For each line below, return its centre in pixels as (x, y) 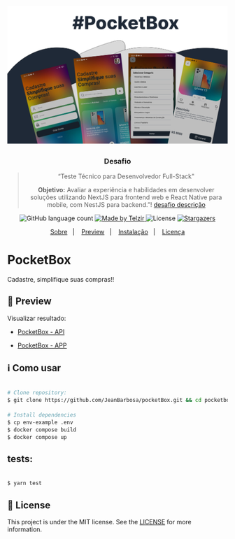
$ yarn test (24, 483)
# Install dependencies (42, 415)
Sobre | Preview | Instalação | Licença (117, 231)
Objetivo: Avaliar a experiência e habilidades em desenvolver (126, 189)
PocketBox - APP (42, 345)
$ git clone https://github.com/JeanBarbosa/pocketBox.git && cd (104, 401)
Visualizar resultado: (37, 318)
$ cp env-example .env (40, 422)
